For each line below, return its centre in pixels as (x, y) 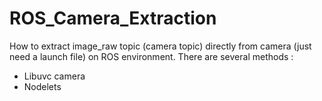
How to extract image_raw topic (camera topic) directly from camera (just (160, 46)
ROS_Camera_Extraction (113, 18)
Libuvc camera (54, 76)
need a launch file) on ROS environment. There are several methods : (151, 56)
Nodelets (42, 86)
